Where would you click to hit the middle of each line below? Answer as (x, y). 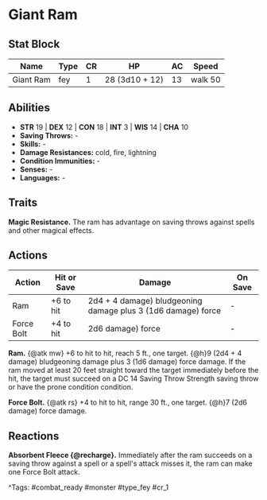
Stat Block (34, 44)
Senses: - (36, 169)
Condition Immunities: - (60, 161)
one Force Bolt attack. (44, 472)
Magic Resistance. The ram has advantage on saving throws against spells (132, 222)
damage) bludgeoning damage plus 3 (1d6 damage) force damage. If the (127, 362)
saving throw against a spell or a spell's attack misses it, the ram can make (130, 463)
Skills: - (33, 144)
